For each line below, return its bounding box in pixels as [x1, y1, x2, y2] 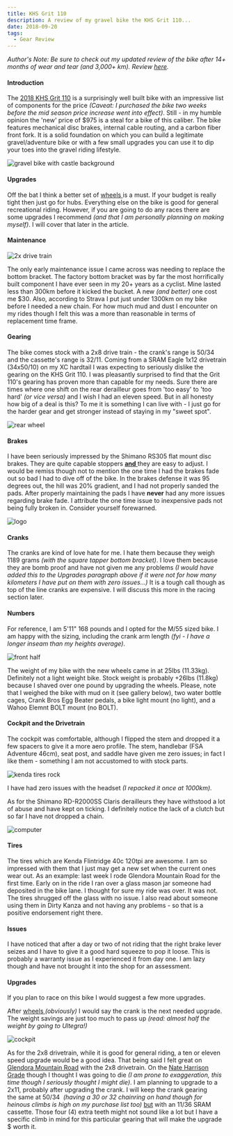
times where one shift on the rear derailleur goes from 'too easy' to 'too [7, 385, 212, 393]
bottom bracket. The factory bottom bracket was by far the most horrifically [7, 272, 224, 280]
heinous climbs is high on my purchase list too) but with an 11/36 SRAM [7, 1101, 211, 1109]
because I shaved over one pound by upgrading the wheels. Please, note [7, 681, 217, 689]
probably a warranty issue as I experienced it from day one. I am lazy [7, 954, 205, 963]
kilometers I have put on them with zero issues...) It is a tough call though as [7, 578, 225, 586]
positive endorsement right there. [7, 909, 103, 917]
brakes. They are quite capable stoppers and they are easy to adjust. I [7, 460, 209, 468]
